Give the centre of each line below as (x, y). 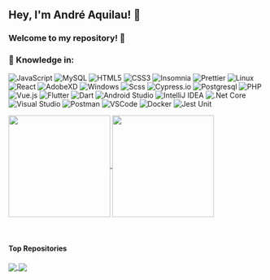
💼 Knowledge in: (41, 60)
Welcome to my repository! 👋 (67, 38)
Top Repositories (38, 248)
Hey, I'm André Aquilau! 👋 (74, 15)
